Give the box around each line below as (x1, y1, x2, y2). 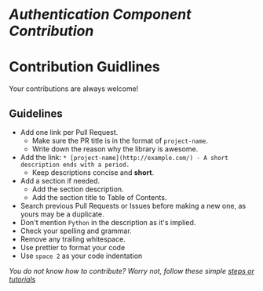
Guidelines (9, 107, 63, 120)
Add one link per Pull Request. (20, 127, 119, 136)
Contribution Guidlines (9, 58, 160, 76)
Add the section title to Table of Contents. (31, 192, 167, 202)
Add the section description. (31, 184, 124, 194)
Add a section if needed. (20, 176, 100, 185)
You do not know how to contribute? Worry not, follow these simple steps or (9, 266, 254, 275)
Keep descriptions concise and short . (31, 167, 155, 177)
